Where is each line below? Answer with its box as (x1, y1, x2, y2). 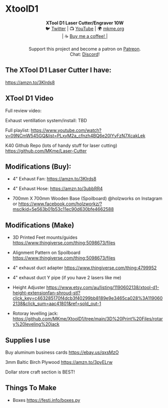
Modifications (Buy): (5, 162, 72, 171)
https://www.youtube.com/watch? (31, 127, 102, 133)
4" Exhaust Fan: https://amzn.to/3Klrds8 (12, 176, 97, 182)
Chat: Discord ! (70, 51, 100, 57)
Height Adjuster (12, 284, 45, 290)
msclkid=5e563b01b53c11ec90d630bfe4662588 (12, 206, 114, 212)
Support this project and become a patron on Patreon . (28, 46, 141, 52)
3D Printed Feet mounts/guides (12, 234, 78, 241)
